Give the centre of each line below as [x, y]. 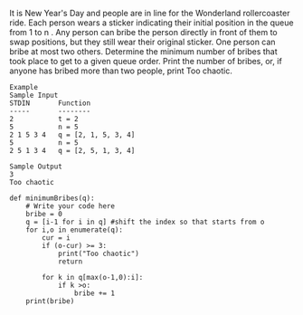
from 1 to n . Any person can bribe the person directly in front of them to [143, 32]
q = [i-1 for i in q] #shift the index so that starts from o [145, 222]
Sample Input [34, 95]
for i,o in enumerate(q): [75, 230]
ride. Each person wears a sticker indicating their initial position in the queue [151, 23]
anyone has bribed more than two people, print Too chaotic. [121, 71]
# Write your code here [71, 206]
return [70, 262]
